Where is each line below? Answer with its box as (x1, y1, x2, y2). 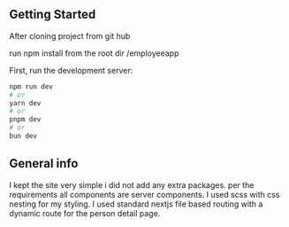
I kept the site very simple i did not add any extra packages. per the (9, 179, 255, 190)
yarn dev (9, 98, 42, 107)
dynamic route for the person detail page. (9, 207, 161, 218)
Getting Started (9, 7, 96, 22)
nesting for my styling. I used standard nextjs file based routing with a (9, 199, 263, 209)
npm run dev (9, 82, 53, 91)
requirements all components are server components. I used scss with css (9, 189, 280, 200)
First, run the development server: (9, 65, 133, 75)
